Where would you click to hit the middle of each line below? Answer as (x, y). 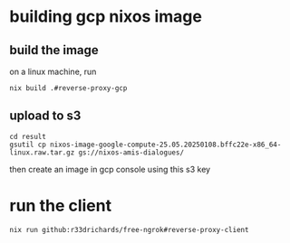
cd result (28, 136)
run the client (60, 206)
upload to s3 (45, 116)
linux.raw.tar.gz (42, 152)
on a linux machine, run (53, 71)
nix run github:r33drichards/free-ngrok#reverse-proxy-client (129, 229)
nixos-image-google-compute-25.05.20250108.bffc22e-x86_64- (165, 145)
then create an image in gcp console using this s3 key (110, 169)
